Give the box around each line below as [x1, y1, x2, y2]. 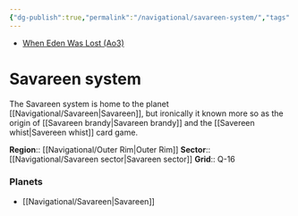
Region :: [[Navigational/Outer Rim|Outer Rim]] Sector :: [9, 144, 211, 154]
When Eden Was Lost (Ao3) [21, 37, 125, 48]
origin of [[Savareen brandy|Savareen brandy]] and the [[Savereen [9, 117, 255, 128]
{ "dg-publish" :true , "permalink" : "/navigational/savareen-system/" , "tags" [9, 12, 291, 22]
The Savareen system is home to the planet [9, 98, 170, 109]
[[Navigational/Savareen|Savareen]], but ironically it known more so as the [9, 108, 284, 119]
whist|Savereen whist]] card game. [9, 127, 139, 137]
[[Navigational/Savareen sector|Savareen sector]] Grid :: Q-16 [9, 154, 235, 164]
